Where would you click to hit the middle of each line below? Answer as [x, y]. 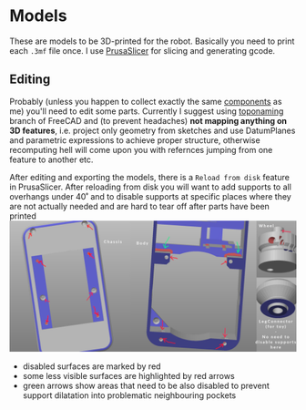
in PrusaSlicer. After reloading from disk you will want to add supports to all [150, 187]
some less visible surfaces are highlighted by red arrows [128, 376]
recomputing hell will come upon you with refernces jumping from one [141, 149]
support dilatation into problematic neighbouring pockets [129, 395]
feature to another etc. [51, 159]
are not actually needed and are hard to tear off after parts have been [140, 206]
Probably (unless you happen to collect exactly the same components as [146, 101]
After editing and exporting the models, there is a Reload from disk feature [149, 177]
